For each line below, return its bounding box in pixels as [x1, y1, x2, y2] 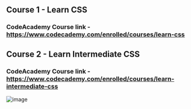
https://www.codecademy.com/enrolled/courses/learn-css [6, 30, 185, 39]
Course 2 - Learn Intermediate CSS [6, 49, 140, 59]
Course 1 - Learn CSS [6, 5, 87, 15]
